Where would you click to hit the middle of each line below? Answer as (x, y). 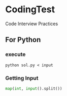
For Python (23, 40)
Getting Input (22, 78)
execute (15, 54)
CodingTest (30, 9)
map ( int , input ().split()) (34, 88)
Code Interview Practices (32, 24)
